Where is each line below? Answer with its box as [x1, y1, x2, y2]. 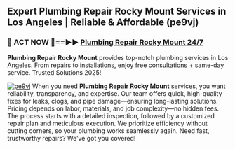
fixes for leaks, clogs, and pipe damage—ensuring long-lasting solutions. [7, 97, 219, 105]
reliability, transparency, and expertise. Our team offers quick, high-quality [7, 89, 222, 97]
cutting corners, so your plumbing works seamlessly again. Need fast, [7, 126, 210, 135]
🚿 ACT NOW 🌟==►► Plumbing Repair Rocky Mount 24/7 [7, 38, 204, 48]
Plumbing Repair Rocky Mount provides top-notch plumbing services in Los [7, 53, 229, 62]
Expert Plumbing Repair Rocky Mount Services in [7, 6, 227, 17]
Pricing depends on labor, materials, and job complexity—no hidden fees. [7, 104, 220, 113]
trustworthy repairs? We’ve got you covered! [7, 134, 136, 142]
